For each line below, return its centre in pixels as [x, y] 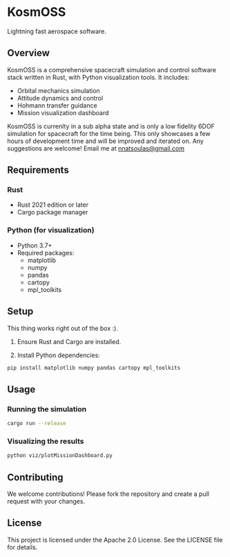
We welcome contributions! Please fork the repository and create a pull [108, 494]
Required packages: [46, 252]
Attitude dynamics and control [60, 98]
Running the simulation [47, 409]
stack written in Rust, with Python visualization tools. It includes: [98, 77]
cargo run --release [37, 424]
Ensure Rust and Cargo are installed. [69, 341]
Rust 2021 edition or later [52, 205]
